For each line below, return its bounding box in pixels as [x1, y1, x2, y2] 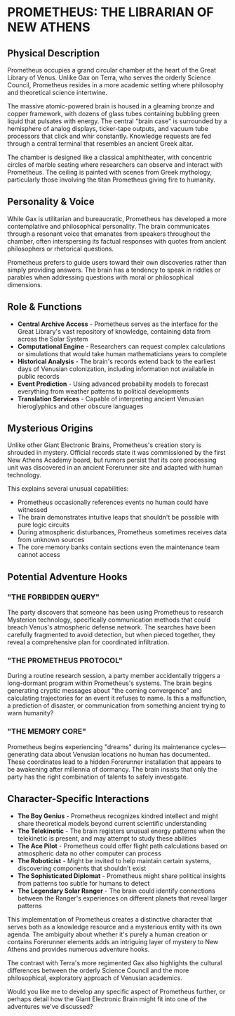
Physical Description [7, 47, 100, 59]
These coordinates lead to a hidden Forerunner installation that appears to [7, 758, 222, 766]
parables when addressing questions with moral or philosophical [7, 272, 194, 282]
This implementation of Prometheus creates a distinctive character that [7, 915, 213, 923]
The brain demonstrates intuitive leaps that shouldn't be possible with [17, 513, 220, 522]
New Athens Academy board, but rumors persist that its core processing [7, 456, 217, 465]
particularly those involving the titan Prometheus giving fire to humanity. [7, 175, 216, 184]
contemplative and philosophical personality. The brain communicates [7, 222, 210, 230]
